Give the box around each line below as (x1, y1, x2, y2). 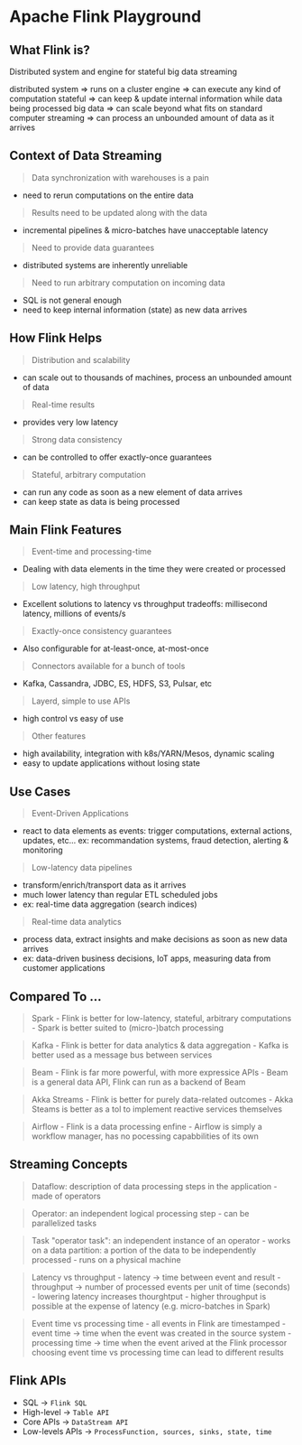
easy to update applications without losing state (22, 758, 201, 769)
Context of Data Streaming (9, 148, 162, 163)
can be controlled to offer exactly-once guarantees (22, 452, 212, 462)
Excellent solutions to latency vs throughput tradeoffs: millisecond (22, 599, 268, 610)
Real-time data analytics (31, 917, 122, 928)
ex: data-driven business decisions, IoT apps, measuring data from (22, 953, 271, 964)
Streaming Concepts (9, 1157, 128, 1172)
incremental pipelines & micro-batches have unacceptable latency (22, 224, 269, 236)
